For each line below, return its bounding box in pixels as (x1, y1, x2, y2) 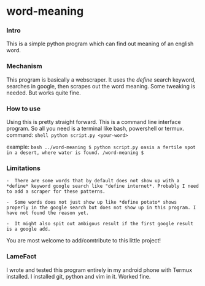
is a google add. (6, 226, 51, 233)
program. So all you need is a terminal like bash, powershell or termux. (6, 125, 185, 133)
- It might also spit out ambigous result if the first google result (6, 221, 193, 227)
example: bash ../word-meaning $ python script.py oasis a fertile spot (6, 143, 196, 151)
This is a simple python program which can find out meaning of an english (6, 40, 194, 47)
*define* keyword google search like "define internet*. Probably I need (6, 183, 199, 190)
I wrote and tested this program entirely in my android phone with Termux (6, 266, 192, 274)
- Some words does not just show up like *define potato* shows (6, 199, 177, 206)
